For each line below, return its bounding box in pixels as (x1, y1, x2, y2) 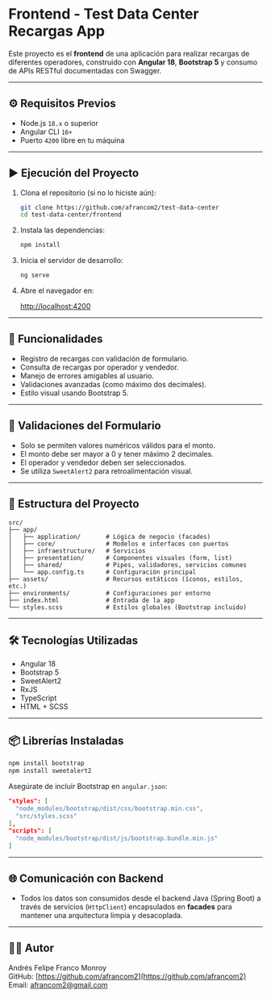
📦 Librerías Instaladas (8, 733, 124, 747)
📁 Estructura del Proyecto (8, 497, 140, 511)
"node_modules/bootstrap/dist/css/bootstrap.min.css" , (15, 804, 204, 812)
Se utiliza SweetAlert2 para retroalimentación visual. (19, 466, 194, 476)
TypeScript (19, 693, 57, 703)
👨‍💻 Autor (8, 942, 55, 955)
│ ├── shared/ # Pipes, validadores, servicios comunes (8, 561, 248, 569)
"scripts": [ (8, 827, 52, 835)
